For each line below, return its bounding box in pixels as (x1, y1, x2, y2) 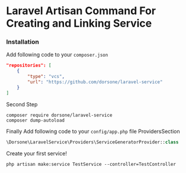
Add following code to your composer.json (6, 51, 108, 58)
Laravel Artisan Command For (6, 4, 156, 18)
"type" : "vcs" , (27, 74, 65, 80)
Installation (6, 38, 40, 46)
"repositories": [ (6, 63, 52, 68)
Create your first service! (6, 149, 67, 157)
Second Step (6, 100, 38, 107)
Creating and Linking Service (6, 17, 152, 30)
